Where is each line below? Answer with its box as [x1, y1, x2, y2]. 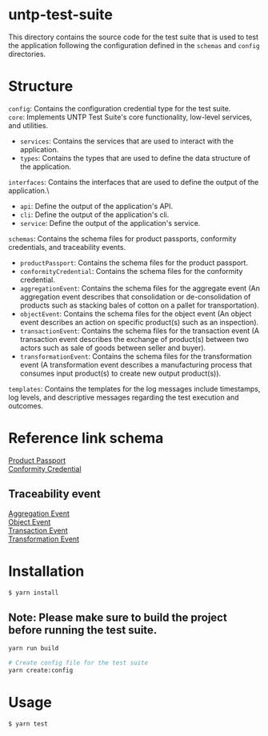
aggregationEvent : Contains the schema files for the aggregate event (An [19, 283, 261, 293]
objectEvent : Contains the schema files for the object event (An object [19, 308, 252, 318]
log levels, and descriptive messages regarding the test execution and [8, 392, 239, 402]
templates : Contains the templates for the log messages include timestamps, [8, 384, 261, 393]
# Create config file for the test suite [8, 659, 149, 667]
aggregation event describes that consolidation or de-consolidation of [19, 292, 251, 301]
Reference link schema [8, 429, 164, 448]
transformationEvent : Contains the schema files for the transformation [19, 351, 252, 361]
